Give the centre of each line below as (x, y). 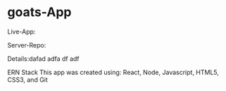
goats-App (39, 12)
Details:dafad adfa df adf (43, 58)
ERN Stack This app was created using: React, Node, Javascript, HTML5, (113, 72)
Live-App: (21, 31)
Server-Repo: (27, 45)
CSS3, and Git (27, 79)
